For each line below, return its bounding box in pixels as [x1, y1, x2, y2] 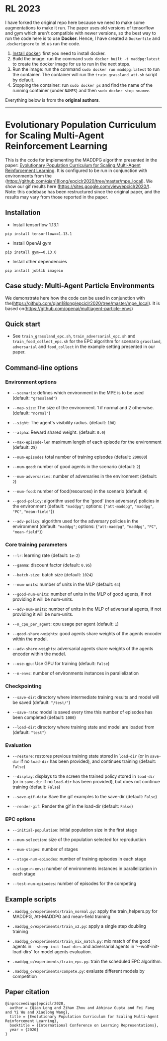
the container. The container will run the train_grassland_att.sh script [12, 71, 158, 77]
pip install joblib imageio [5, 268, 64, 273]
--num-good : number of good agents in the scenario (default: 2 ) [12, 464, 141, 469]
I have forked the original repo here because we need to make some [5, 19, 145, 25]
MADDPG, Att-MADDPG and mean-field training [12, 913, 111, 919]
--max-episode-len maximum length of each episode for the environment [12, 439, 162, 445]
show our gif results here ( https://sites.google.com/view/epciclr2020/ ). [5, 183, 151, 189]
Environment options [5, 378, 57, 385]
